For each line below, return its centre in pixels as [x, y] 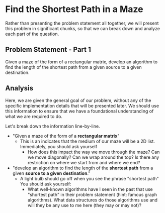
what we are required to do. [34, 116]
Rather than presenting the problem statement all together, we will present [82, 23]
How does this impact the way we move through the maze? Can [94, 152]
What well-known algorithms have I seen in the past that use [90, 189]
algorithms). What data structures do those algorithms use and [92, 200]
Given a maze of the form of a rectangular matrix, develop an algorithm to [81, 62]
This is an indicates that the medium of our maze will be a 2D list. [87, 141]
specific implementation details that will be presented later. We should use [82, 105]
